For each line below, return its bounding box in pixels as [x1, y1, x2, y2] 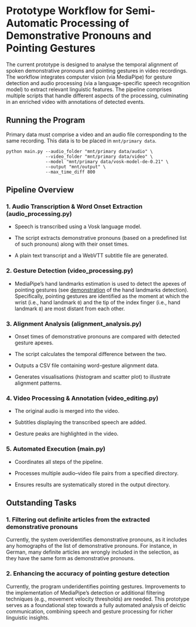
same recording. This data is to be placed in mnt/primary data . [6, 137, 157, 144]
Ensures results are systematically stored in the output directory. [14, 481, 170, 488]
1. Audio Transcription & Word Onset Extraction [6, 202, 143, 211]
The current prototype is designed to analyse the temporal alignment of [6, 60, 178, 68]
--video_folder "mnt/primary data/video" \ [45, 154, 153, 160]
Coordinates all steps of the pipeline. [14, 458, 104, 465]
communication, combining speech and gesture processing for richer [6, 608, 173, 615]
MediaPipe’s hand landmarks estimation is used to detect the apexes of [14, 280, 187, 287]
